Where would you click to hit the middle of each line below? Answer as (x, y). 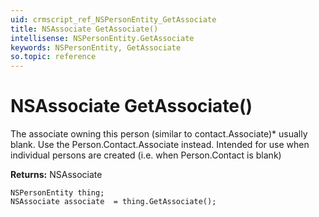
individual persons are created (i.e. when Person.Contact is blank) (146, 155)
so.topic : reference (53, 57)
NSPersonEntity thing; (57, 193)
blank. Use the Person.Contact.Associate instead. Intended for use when (160, 145)
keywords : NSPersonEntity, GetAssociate (96, 47)
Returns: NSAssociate (56, 175)
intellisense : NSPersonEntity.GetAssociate (102, 38)
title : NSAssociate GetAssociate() (84, 29)
